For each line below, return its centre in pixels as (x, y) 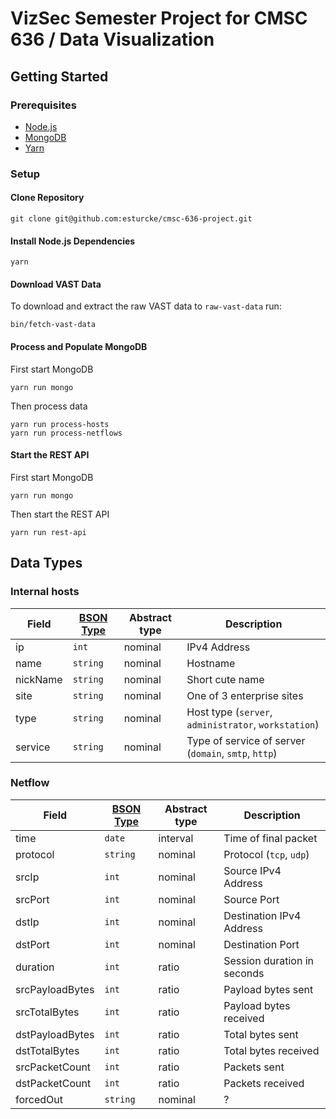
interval (176, 838)
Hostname (211, 663)
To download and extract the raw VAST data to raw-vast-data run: (146, 306)
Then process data (49, 406)
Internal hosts (45, 592)
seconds (244, 973)
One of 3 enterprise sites (245, 695)
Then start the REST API (60, 514)
